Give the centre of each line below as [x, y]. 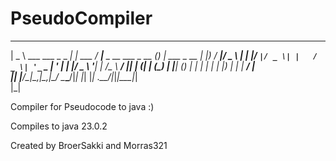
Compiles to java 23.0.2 [59, 126]
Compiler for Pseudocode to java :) [82, 106]
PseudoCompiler [81, 18]
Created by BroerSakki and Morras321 [89, 145]
